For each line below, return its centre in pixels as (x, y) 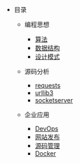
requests (48, 85)
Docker (45, 154)
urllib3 (44, 93)
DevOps (46, 128)
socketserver (54, 100)
